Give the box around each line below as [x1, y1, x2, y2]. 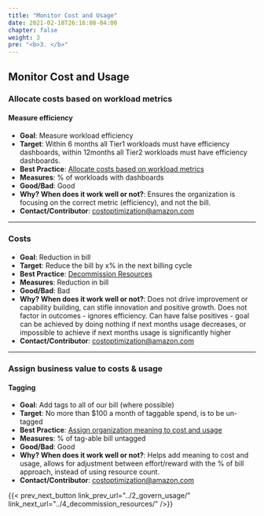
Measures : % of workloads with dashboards [19, 173, 164, 182]
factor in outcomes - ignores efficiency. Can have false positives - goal [19, 311, 250, 321]
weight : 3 [8, 33, 41, 42]
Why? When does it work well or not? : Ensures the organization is [19, 189, 236, 199]
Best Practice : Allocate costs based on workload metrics [19, 164, 204, 173]
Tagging [8, 383, 36, 392]
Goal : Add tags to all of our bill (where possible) [19, 400, 174, 410]
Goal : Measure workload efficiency [19, 131, 134, 140]
